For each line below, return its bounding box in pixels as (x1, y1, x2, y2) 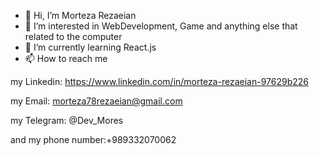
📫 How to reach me (24, 53, 108, 64)
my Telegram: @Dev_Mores (10, 115, 124, 126)
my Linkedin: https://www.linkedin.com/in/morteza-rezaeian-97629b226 (10, 76, 309, 87)
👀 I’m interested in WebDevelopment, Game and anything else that (24, 20, 298, 32)
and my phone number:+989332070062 (10, 134, 177, 145)
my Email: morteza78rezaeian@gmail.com (10, 95, 183, 107)
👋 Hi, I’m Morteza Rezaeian (24, 10, 137, 21)
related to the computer (24, 31, 123, 42)
